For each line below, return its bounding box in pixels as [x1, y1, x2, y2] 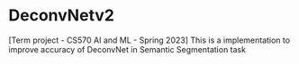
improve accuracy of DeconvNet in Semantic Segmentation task [8, 44, 247, 54]
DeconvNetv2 [8, 5, 114, 26]
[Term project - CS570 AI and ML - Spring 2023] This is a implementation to [8, 35, 290, 45]
